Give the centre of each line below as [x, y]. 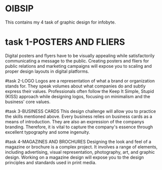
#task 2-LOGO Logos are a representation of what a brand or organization [80, 81]
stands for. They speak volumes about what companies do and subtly [75, 86]
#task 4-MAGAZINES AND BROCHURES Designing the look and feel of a [78, 142]
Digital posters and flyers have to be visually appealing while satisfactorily [80, 56]
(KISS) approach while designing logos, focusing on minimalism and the [78, 96]
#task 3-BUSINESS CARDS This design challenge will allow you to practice [81, 111]
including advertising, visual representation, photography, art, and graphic [80, 152]
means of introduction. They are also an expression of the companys [75, 121]
